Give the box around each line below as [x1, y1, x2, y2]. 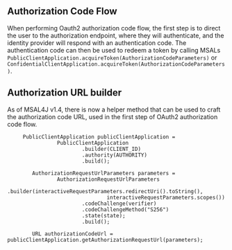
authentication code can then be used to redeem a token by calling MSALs [7, 46, 221, 54]
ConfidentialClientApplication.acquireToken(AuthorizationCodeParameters [7, 60, 226, 68]
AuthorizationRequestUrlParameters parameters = [32, 170, 176, 177]
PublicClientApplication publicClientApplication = [22, 133, 176, 141]
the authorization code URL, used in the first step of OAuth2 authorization [7, 112, 218, 120]
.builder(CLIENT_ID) [81, 145, 141, 152]
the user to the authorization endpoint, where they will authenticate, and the [7, 31, 224, 39]
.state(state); [81, 212, 126, 219]
